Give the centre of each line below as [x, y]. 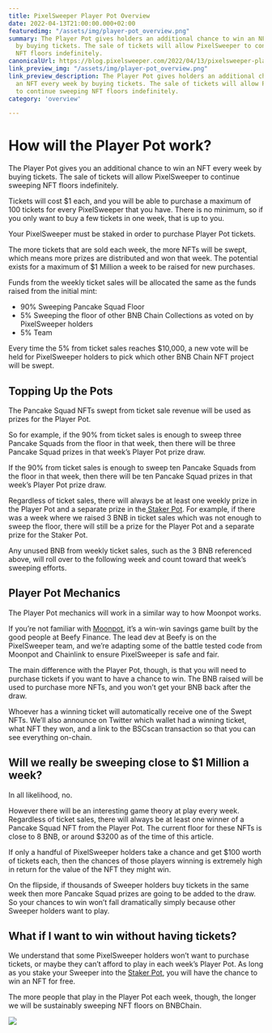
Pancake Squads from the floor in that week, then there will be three [122, 443]
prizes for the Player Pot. [50, 419]
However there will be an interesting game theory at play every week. [124, 810]
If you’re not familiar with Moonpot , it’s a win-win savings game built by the [134, 628]
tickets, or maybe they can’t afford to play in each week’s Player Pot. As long [136, 964]
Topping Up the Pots [61, 391]
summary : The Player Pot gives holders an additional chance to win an [132, 38]
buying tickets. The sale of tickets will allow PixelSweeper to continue [124, 177]
